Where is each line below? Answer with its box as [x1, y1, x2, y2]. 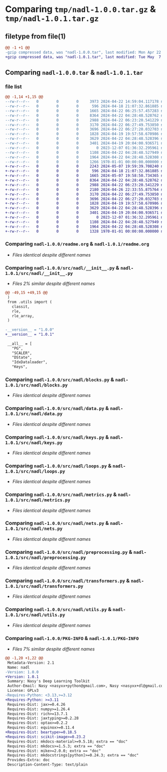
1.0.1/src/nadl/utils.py [5, 612, 66, 618]
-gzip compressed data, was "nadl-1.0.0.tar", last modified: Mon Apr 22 [5, 50, 162, 55]
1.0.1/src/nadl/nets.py [5, 526, 63, 531]
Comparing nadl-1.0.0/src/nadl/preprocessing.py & [5, 548, 133, 555]
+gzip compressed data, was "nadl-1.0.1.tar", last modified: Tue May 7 [5, 54, 162, 59]
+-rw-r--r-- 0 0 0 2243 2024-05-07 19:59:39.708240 [5, 164, 159, 169]
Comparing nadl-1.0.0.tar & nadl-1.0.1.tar [5, 68, 143, 77]
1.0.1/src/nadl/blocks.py [5, 382, 68, 388]
